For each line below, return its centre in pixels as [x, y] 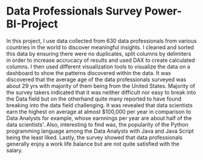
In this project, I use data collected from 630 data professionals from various [101, 41]
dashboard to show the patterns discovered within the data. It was [89, 73]
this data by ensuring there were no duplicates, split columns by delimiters [99, 53]
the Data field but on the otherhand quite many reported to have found [94, 99]
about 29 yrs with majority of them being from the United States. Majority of [101, 85]
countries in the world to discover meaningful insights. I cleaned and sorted [100, 47]
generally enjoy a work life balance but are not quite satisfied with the [93, 144]
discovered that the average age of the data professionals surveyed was [96, 79]
